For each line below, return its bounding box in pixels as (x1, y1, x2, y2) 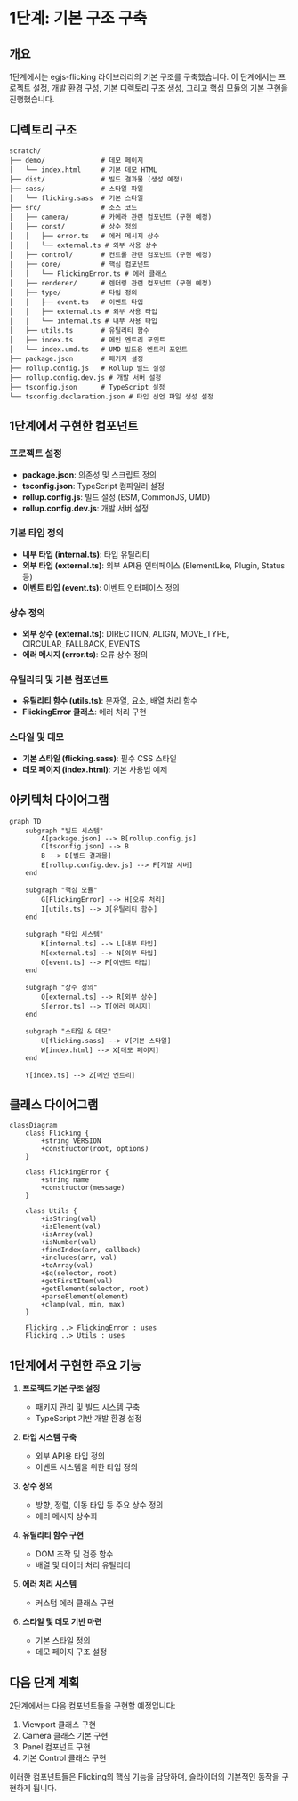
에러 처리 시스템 (21, 1579, 77, 1589)
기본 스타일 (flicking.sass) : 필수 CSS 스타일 (21, 752, 178, 763)
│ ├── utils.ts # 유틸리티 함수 (9, 326, 149, 334)
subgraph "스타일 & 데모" (25, 1026, 112, 1036)
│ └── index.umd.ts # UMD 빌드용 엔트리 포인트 (9, 344, 189, 354)
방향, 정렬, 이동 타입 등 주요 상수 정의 (35, 1499, 164, 1510)
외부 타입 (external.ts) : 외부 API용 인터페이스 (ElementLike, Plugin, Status (21, 559, 286, 570)
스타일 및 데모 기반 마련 (21, 1616, 102, 1628)
